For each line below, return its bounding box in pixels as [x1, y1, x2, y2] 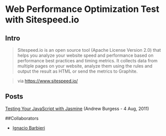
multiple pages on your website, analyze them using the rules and [17, 63, 153, 69]
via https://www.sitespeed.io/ [17, 78, 78, 84]
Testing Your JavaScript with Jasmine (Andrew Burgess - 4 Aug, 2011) [5, 106, 150, 112]
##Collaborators [5, 115, 39, 121]
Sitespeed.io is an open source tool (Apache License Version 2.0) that [17, 47, 161, 53]
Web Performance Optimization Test [5, 3, 160, 15]
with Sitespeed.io [5, 14, 79, 25]
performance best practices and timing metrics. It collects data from [17, 58, 158, 63]
